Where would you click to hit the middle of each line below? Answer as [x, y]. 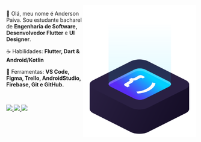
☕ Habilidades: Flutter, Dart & [43, 51]
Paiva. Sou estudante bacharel [44, 20]
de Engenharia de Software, [42, 26]
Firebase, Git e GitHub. [35, 85]
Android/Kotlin [25, 60]
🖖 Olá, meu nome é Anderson [43, 14]
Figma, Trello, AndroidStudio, [44, 78]
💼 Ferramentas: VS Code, [38, 72]
